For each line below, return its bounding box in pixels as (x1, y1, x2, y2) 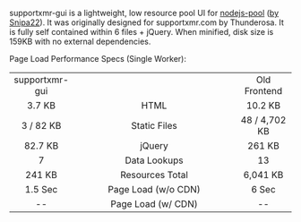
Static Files (131, 120, 177, 132)
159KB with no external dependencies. (9, 36, 151, 47)
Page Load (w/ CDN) (110, 198, 199, 209)
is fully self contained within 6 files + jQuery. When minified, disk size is (9, 27, 274, 37)
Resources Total (120, 169, 188, 181)
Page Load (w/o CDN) (107, 184, 201, 195)
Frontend (244, 85, 283, 97)
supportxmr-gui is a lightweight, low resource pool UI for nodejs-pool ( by (9, 8, 279, 18)
